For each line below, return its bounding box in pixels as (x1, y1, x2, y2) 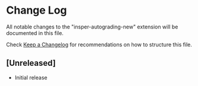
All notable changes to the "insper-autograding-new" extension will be (6, 23, 178, 30)
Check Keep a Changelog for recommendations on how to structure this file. (6, 41, 193, 48)
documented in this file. (6, 29, 64, 36)
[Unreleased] (6, 58, 56, 68)
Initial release (14, 74, 47, 81)
